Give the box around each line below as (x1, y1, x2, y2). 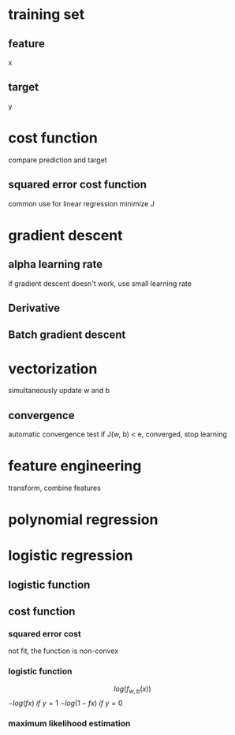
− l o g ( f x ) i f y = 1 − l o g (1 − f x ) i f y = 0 (8, 698, 123, 707)
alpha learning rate (8, 258, 103, 271)
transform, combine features (8, 483, 101, 493)
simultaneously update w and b (8, 386, 110, 395)
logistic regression (8, 547, 133, 565)
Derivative (8, 301, 61, 314)
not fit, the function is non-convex (8, 646, 119, 655)
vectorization (8, 360, 98, 377)
